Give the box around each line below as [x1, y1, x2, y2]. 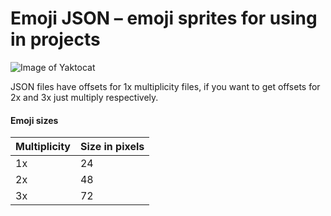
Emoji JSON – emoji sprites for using [10, 7, 318, 30]
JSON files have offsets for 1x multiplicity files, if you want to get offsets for [10, 80, 321, 92]
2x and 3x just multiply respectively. [10, 91, 159, 103]
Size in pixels [79, 140, 145, 154]
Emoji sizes [10, 114, 59, 126]
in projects [10, 28, 101, 51]
